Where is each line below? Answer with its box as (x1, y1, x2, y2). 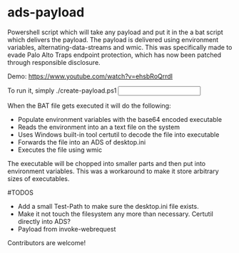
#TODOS (7, 188, 34, 197)
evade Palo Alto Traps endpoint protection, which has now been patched (7, 51, 222, 59)
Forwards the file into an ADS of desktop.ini (17, 138, 146, 146)
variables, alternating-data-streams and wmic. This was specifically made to (7, 43, 233, 51)
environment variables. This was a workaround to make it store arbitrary (7, 167, 219, 175)
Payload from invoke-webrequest (17, 224, 116, 233)
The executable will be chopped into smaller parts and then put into (7, 159, 206, 167)
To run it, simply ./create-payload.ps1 (7, 86, 117, 95)
